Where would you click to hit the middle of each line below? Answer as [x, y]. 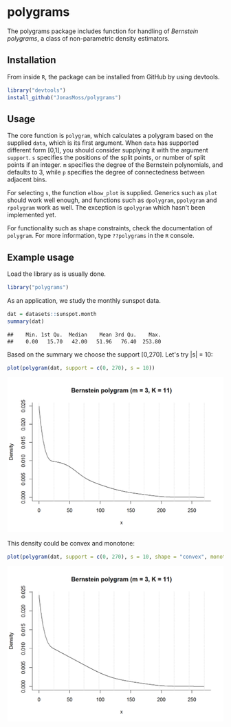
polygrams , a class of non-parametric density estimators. [88, 38]
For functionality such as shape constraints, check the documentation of [110, 228]
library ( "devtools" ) [37, 90]
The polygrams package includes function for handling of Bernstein [103, 31]
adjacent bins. [27, 179]
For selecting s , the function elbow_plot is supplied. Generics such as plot [112, 193]
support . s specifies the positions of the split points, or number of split [106, 158]
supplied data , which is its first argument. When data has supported [103, 143]
